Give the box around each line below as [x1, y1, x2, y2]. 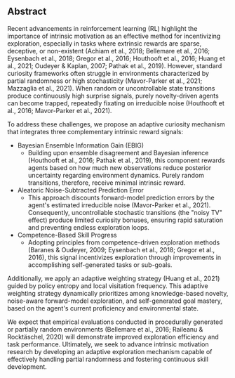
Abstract [7, 6, 47, 18]
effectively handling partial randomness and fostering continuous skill [7, 355, 209, 363]
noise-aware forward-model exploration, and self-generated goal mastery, [7, 296, 223, 305]
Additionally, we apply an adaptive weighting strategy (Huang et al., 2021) [7, 274, 220, 282]
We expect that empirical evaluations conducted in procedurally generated [7, 318, 223, 326]
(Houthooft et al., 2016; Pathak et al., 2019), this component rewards [27, 156, 226, 164]
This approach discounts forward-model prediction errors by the [27, 193, 215, 202]
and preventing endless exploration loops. [27, 223, 149, 231]
